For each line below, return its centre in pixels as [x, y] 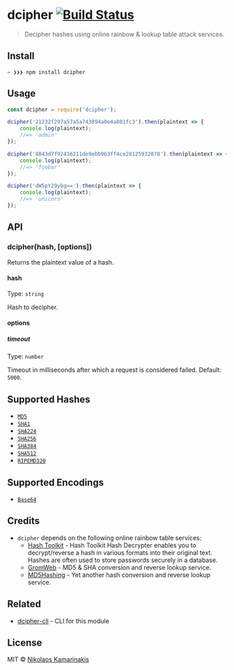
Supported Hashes [49, 399]
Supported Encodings [56, 482]
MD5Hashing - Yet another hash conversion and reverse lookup [119, 575]
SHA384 [27, 446]
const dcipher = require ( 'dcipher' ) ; [62, 109]
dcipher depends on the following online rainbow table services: [109, 538]
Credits [24, 521]
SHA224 [27, 432]
